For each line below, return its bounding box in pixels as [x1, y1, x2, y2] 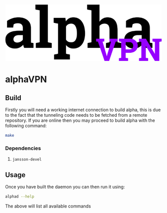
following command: [5, 123, 47, 129]
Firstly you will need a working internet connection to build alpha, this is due [5, 107, 161, 113]
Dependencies [5, 145, 41, 152]
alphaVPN [5, 74, 47, 85]
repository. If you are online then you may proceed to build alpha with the [5, 117, 155, 124]
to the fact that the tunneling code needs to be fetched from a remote [5, 112, 148, 118]
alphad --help [5, 194, 35, 199]
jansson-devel [12, 157, 42, 162]
